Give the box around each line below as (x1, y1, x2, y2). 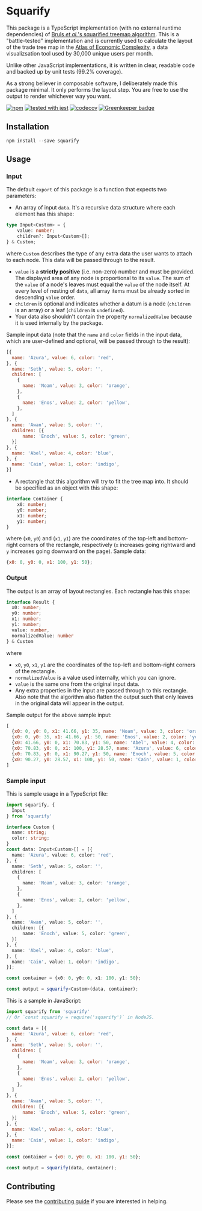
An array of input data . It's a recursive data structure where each (14, 204, 176, 211)
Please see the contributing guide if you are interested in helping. (6, 1197, 168, 1205)
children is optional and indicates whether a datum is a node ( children (14, 300, 191, 307)
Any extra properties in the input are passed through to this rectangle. (14, 686, 188, 694)
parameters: (6, 192, 37, 200)
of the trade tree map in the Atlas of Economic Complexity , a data (6, 43, 168, 51)
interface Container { (6, 496, 63, 502)
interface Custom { (6, 824, 55, 830)
